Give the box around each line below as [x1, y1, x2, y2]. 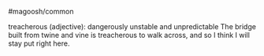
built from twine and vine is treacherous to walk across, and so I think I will [8, 31, 251, 39]
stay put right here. [8, 39, 70, 48]
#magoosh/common [8, 7, 74, 16]
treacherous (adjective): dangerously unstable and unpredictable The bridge [8, 22, 256, 31]
